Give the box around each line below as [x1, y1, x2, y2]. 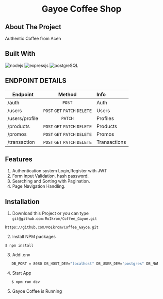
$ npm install [5, 243, 34, 248]
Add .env [12, 252, 31, 258]
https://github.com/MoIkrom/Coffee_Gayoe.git [5, 225, 98, 230]
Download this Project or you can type [12, 210, 89, 216]
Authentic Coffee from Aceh [5, 35, 62, 41]
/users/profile [7, 115, 39, 122]
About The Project [5, 23, 62, 31]
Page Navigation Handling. [12, 183, 65, 189]
